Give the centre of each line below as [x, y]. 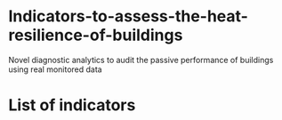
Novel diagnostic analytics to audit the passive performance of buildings [141, 60]
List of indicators [72, 105]
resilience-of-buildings [96, 35]
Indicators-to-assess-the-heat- [128, 16]
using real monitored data [56, 69]
